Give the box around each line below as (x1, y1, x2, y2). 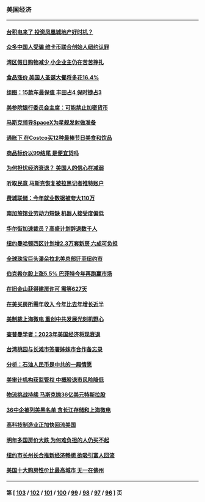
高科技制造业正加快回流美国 (6, 421, 76, 429)
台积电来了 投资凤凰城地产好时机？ (6, 28, 93, 35)
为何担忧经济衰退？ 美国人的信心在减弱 (6, 164, 104, 172)
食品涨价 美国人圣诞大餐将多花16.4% (6, 73, 99, 81)
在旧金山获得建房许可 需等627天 (6, 285, 87, 293)
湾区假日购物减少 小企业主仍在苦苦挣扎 (6, 59, 104, 66)
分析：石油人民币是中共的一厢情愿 (6, 360, 92, 368)
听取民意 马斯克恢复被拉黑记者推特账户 (6, 179, 104, 187)
